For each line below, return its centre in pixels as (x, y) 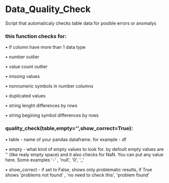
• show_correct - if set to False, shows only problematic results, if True (79, 169)
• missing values (23, 76)
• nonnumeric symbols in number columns (50, 86)
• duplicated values (26, 96)
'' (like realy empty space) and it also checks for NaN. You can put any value (84, 154)
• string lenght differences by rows (41, 106)
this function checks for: (36, 36)
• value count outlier (26, 67)
